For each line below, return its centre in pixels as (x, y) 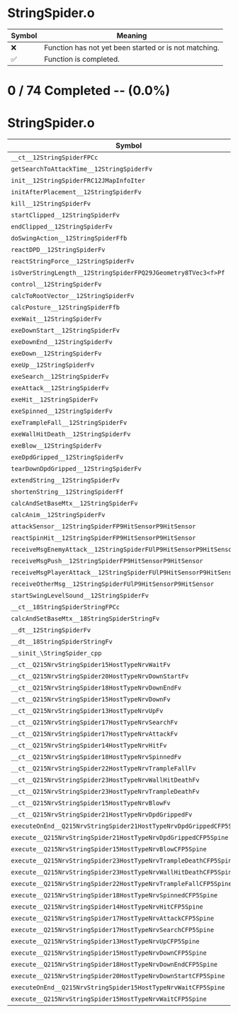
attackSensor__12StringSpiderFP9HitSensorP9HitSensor (103, 527)
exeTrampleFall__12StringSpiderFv (69, 423)
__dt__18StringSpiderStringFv (62, 642)
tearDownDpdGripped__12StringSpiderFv (76, 469)
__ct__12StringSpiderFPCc (55, 158)
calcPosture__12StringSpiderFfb (66, 308)
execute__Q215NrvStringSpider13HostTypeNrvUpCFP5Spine (105, 942)
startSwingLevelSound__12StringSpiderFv (80, 596)
